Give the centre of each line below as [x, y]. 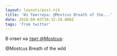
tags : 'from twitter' [28, 24]
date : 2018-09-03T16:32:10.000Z [39, 19]
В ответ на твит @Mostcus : [34, 39]
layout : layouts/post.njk [33, 10]
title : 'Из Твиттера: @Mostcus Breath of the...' [59, 15]
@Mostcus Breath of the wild [36, 48]
